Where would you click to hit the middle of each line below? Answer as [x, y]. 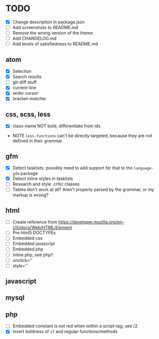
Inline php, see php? [33, 255]
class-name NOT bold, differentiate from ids [56, 126]
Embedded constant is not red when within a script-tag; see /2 [75, 326]
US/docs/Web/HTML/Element [42, 228]
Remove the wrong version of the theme [53, 33]
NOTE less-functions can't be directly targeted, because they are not [82, 136]
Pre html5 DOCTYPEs [34, 233]
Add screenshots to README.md [45, 27]
